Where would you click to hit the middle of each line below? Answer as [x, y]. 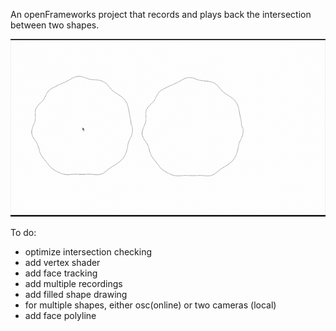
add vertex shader [62, 262]
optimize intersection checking [88, 251]
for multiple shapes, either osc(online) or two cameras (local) [150, 305]
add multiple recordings [73, 283]
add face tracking [61, 273]
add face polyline [60, 315]
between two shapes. [55, 25]
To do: [23, 232]
